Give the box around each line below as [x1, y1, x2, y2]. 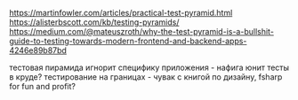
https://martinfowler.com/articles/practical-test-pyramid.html [9, 8, 233, 18]
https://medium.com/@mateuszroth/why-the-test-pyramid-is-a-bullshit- [9, 27, 274, 36]
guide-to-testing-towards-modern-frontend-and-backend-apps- [9, 35, 247, 46]
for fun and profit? [9, 81, 76, 91]
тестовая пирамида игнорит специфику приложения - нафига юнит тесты [9, 62, 290, 73]
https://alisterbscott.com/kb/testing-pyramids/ [9, 17, 180, 27]
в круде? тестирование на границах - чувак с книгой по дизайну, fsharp [9, 72, 283, 82]
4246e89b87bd [9, 45, 67, 56]
